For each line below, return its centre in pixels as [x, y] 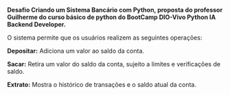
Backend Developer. [37, 24]
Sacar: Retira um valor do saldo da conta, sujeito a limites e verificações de [114, 64]
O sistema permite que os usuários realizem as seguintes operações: [105, 38]
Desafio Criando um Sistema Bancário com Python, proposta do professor [115, 10]
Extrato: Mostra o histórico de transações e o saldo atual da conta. [102, 84]
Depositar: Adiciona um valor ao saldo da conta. [76, 51]
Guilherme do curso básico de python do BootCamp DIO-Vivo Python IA [112, 17]
